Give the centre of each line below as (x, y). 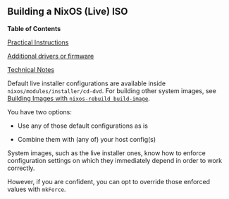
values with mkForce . (37, 189)
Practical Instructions (38, 42)
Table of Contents (34, 28)
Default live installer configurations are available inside (87, 83)
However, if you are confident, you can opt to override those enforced (109, 181)
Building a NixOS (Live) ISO (68, 12)
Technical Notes (31, 69)
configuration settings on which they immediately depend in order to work (115, 160)
